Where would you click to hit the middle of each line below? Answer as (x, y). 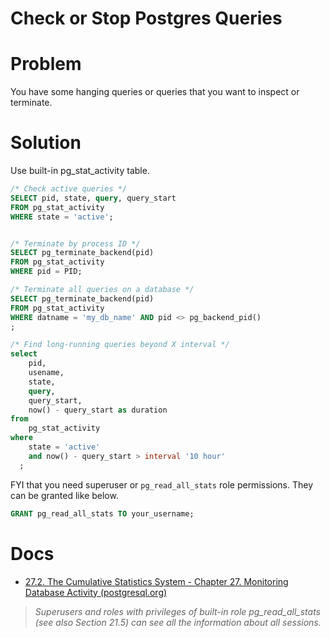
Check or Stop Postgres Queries (146, 18)
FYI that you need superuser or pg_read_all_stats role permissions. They (162, 484)
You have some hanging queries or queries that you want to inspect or (155, 92)
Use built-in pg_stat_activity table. (80, 171)
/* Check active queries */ (69, 189)
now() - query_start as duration (98, 410)
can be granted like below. (64, 495)
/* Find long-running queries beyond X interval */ (120, 345)
